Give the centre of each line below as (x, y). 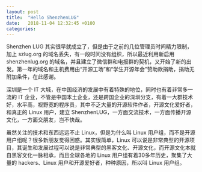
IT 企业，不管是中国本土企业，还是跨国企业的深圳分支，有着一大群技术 (106, 97)
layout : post (23, 12)
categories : (21, 29)
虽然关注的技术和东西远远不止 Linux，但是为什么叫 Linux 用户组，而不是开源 (101, 133)
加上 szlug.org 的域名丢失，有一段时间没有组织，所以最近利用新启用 (90, 54)
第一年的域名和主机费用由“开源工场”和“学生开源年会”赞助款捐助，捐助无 (106, 69)
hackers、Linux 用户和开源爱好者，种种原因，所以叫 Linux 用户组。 (101, 163)
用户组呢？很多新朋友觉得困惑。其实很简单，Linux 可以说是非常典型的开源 (98, 140)
